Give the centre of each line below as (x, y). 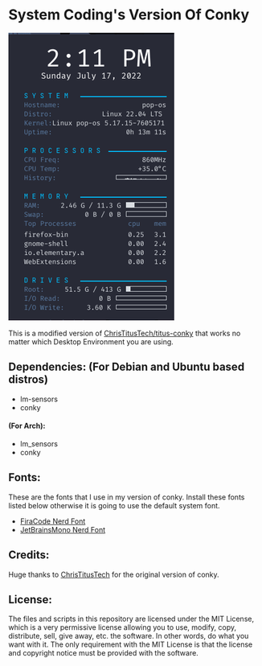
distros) (28, 380)
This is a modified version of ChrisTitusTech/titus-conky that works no (125, 333)
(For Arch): (27, 426)
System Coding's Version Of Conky (129, 15)
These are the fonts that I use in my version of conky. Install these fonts (127, 497)
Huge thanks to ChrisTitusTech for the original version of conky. (114, 574)
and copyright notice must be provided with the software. (103, 653)
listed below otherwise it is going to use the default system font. (114, 505)
